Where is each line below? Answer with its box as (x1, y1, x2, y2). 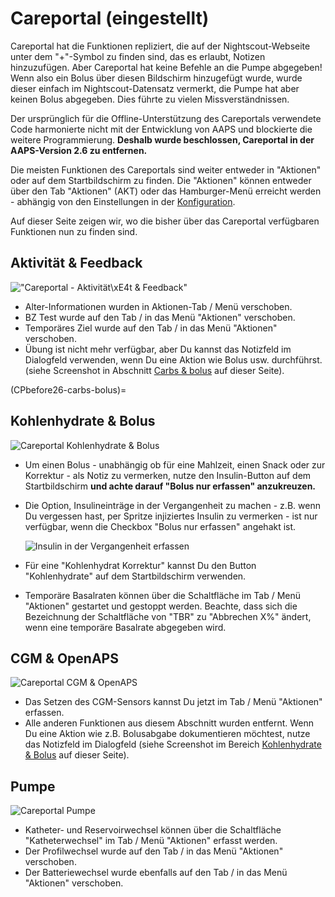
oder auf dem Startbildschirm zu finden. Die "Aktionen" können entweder (10, 174, 312, 186)
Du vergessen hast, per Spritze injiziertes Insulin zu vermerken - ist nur (24, 510, 318, 522)
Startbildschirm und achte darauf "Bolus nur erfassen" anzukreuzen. (24, 480, 317, 492)
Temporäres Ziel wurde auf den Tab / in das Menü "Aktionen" (24, 322, 278, 334)
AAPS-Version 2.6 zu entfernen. (10, 144, 148, 156)
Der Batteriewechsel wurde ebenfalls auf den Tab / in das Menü (24, 867, 288, 879)
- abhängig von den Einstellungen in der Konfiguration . (10, 195, 236, 207)
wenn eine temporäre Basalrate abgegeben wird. (24, 621, 227, 633)
